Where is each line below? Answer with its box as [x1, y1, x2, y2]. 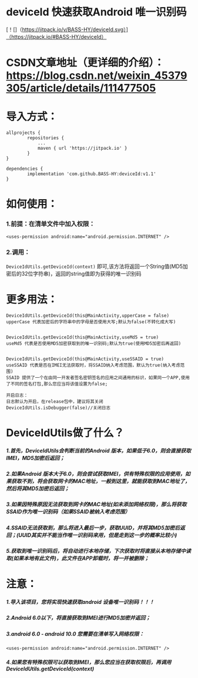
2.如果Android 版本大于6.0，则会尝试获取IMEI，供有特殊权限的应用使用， [6, 470, 186, 477]
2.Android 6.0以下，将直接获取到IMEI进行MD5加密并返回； [6, 615, 151, 622]
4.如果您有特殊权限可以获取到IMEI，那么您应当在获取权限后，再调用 [6, 659, 172, 666]
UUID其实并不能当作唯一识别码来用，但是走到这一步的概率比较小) [18, 531, 177, 538]
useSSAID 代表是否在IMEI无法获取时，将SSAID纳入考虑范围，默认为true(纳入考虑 [6, 362, 180, 368]
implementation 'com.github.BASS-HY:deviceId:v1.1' [27, 171, 157, 177]
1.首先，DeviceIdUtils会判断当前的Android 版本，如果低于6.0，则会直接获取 [6, 447, 192, 454]
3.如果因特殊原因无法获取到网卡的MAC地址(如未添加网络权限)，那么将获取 [6, 501, 187, 508]
